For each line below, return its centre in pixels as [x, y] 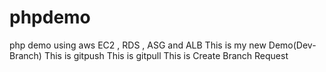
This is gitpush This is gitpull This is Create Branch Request [166, 55]
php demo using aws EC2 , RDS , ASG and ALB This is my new [138, 45]
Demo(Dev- [292, 45]
